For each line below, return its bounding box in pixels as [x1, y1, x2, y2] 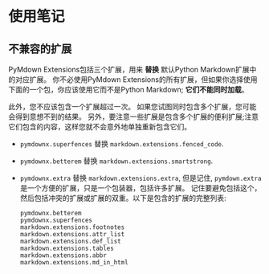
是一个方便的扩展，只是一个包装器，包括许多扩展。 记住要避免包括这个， [19, 183, 262, 193]
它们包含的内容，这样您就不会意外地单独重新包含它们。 [8, 122, 191, 131]
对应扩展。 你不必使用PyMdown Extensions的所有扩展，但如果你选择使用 [14, 75, 258, 84]
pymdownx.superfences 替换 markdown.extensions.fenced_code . [19, 139, 224, 149]
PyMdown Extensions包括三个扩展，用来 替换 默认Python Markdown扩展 [8, 65, 251, 74]
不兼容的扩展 [8, 42, 72, 55]
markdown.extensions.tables [19, 244, 114, 252]
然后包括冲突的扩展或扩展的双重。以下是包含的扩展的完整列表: [19, 194, 226, 202]
